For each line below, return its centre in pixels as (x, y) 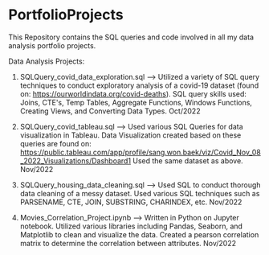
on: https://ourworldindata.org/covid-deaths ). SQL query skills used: (133, 93)
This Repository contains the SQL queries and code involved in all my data (131, 37)
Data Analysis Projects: (47, 61)
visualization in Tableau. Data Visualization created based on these (130, 135)
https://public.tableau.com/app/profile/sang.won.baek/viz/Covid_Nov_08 (140, 152)
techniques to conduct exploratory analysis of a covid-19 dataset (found (139, 85)
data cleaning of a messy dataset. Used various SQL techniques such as (140, 193)
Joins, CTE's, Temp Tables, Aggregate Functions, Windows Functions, (136, 102)
